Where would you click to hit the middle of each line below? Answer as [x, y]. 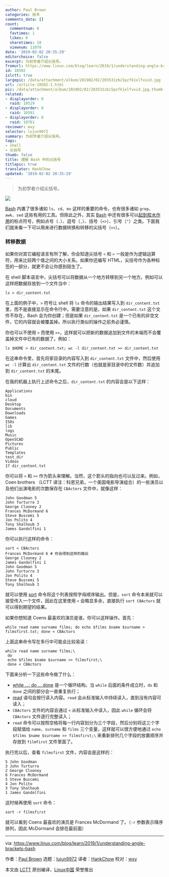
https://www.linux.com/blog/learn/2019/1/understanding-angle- [80, 843]
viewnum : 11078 [26, 47]
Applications [19, 391]
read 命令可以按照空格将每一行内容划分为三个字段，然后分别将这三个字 [86, 723]
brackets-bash [20, 848]
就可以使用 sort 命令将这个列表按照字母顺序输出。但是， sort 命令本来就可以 [84, 594]
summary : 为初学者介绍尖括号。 [34, 136]
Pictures [14, 444]
